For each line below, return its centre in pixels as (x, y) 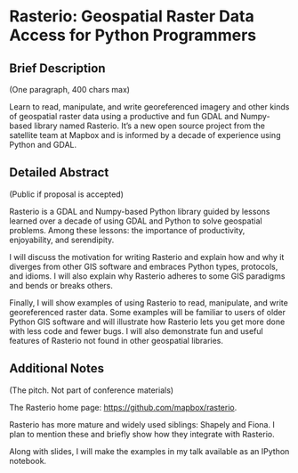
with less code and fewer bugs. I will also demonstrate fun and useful (137, 330)
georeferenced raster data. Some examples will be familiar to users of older (148, 312)
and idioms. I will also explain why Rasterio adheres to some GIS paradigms (147, 276)
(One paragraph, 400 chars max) (70, 90)
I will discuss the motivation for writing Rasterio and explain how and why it (147, 257)
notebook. (28, 461)
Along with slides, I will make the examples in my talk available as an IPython (149, 451)
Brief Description (57, 68)
